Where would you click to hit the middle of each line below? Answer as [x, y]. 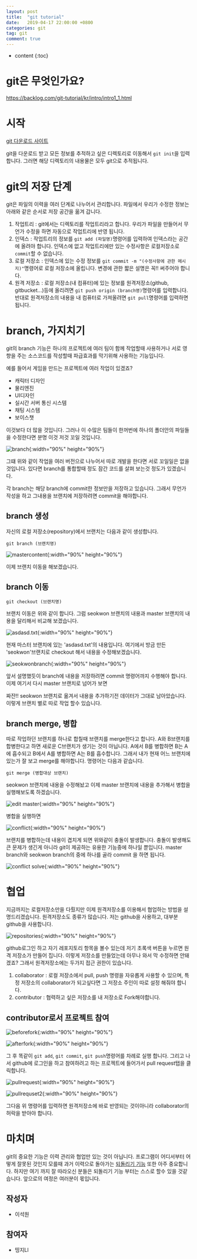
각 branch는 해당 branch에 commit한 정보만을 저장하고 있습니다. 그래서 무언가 [96, 488]
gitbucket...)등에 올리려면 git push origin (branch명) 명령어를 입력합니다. [101, 290]
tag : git [17, 34]
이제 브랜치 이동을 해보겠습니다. [42, 567]
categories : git [26, 28]
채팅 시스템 [27, 410]
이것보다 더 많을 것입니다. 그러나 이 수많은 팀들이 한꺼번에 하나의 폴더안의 [90, 429]
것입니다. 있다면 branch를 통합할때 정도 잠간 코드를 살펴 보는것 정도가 [86, 468]
